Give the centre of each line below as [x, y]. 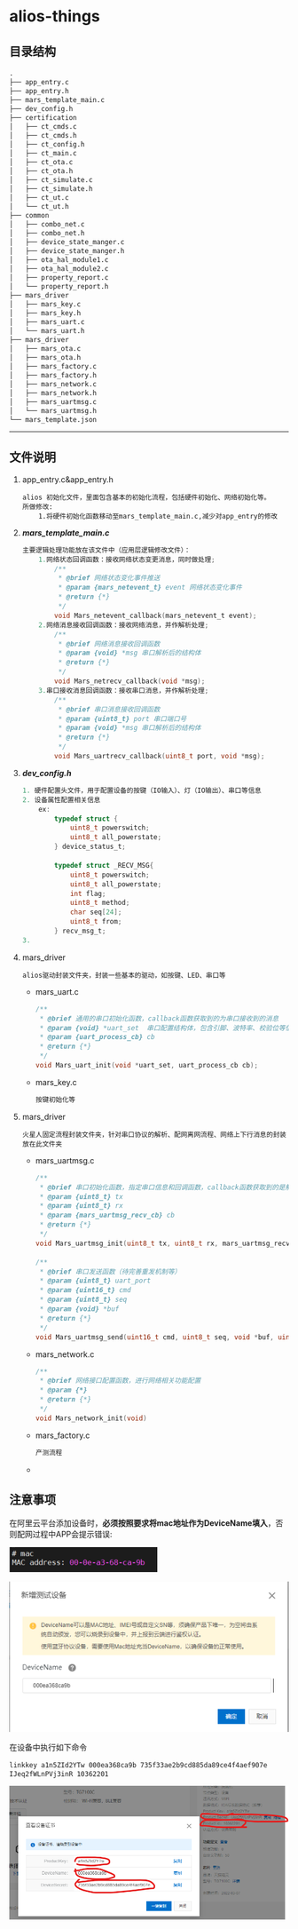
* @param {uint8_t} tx [82, 1196]
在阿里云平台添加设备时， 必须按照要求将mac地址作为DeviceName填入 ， [143, 1523]
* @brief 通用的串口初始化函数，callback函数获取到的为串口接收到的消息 [159, 1019]
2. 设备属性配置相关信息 [61, 800]
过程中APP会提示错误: [72, 1534]
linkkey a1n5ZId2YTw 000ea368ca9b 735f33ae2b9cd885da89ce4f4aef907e [138, 1766]
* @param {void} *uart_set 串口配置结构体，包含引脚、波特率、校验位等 [162, 1028]
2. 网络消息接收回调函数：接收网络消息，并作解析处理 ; [124, 625]
